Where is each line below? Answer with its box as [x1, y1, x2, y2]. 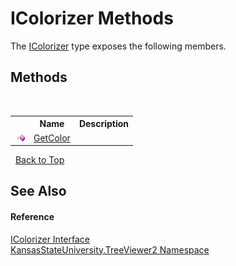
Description [78, 118, 130, 130]
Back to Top [14, 154, 65, 166]
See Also [10, 183, 67, 200]
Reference [10, 210, 55, 222]
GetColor [33, 132, 71, 144]
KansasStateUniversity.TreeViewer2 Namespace [10, 243, 210, 256]
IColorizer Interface [10, 233, 90, 245]
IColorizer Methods [10, 7, 174, 30]
